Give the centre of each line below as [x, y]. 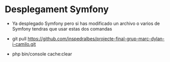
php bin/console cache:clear [42, 54]
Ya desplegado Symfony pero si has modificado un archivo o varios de [86, 23]
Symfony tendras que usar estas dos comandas [62, 28]
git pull [19, 39]
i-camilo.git [24, 44]
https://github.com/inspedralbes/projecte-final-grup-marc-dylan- [96, 39]
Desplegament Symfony [57, 9]
